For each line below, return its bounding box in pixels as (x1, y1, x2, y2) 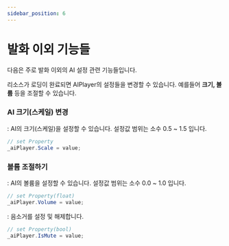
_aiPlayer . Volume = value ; (7, 199, 84, 206)
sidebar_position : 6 (7, 10, 67, 17)
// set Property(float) (7, 193, 75, 199)
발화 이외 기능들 (7, 42, 91, 57)
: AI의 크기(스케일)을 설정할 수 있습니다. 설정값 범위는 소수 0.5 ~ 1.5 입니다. (7, 124, 207, 132)
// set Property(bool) (7, 225, 72, 233)
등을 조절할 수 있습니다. (14, 88, 77, 97)
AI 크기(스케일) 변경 (7, 108, 69, 117)
